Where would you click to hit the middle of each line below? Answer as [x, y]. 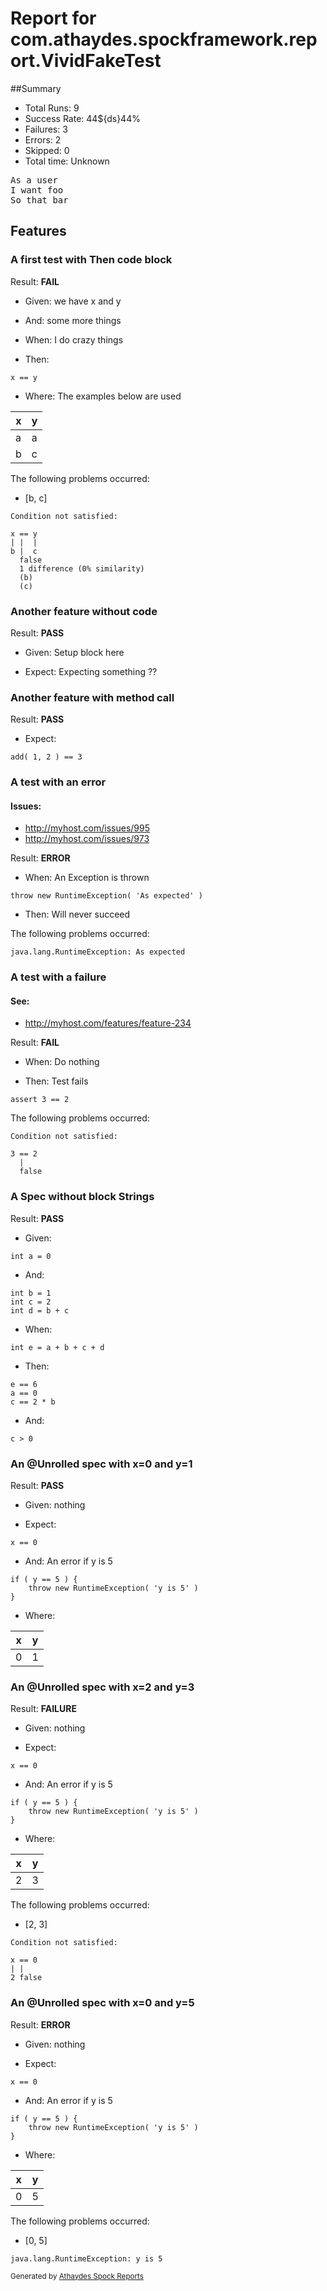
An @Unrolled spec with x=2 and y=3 [102, 1687]
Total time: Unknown [67, 161]
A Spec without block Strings [82, 1197]
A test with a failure [58, 977]
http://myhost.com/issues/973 [87, 839]
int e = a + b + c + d [57, 1347]
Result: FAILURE [43, 1709]
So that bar [39, 200]
